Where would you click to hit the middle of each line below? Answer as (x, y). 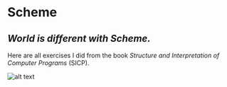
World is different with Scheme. (79, 39)
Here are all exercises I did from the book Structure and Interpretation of (114, 55)
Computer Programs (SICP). (48, 63)
